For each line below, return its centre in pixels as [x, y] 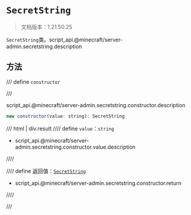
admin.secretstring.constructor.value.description [75, 147]
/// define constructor [33, 82]
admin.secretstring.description [44, 46]
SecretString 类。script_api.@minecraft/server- [65, 39]
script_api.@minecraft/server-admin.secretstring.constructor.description [96, 105]
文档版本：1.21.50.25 [47, 26]
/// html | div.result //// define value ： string [60, 128]
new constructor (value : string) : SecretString [65, 116]
